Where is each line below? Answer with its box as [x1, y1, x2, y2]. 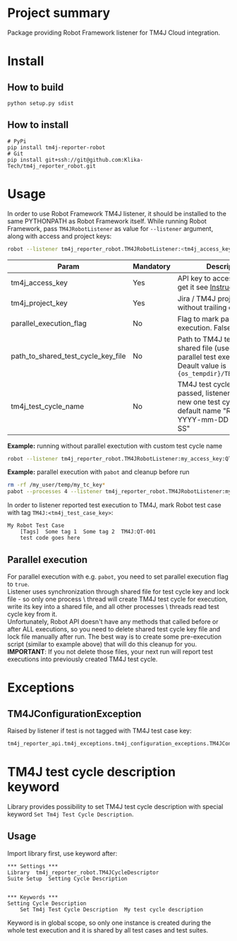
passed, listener [177, 388, 231, 398]
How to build [7, 81, 64, 93]
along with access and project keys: [7, 232, 112, 240]
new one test [177, 397, 221, 407]
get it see [177, 282, 209, 292]
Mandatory [133, 261, 171, 271]
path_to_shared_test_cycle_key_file [11, 351, 126, 361]
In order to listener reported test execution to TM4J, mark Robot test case [7, 501, 221, 509]
